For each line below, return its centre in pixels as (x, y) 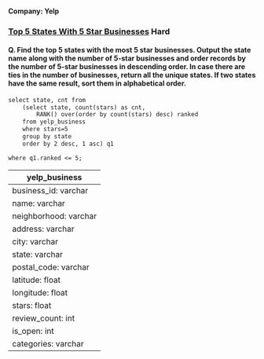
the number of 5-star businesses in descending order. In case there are (127, 67)
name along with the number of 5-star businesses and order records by (127, 58)
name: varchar (38, 203)
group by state (47, 137)
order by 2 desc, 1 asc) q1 (68, 144)
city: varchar (35, 241)
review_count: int (44, 318)
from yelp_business (54, 122)
